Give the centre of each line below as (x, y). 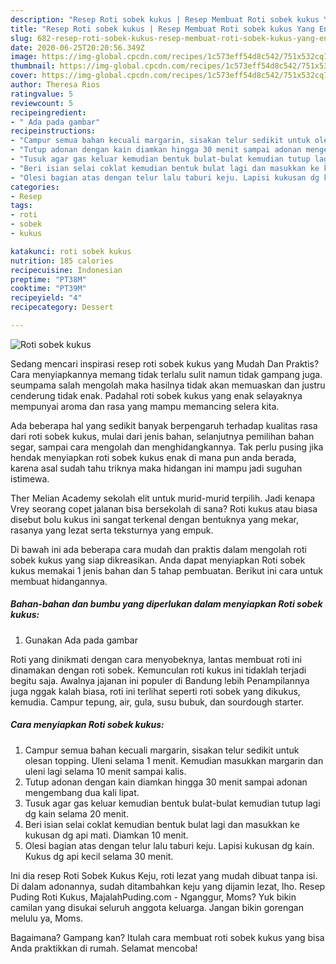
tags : (21, 206)
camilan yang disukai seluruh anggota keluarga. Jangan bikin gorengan (157, 907)
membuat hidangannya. (59, 581)
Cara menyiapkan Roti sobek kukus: (87, 725)
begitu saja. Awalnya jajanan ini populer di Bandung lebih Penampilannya (160, 680)
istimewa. (30, 478)
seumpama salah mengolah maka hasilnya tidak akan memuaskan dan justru (168, 385)
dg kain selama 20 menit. (76, 813)
